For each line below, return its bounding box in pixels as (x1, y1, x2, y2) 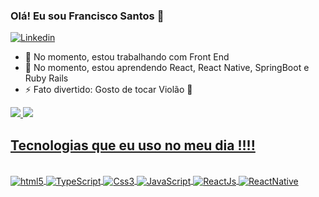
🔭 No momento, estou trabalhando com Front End (24, 51, 230, 63)
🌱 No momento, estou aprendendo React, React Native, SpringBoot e (24, 62, 310, 74)
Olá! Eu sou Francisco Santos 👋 (10, 9, 165, 23)
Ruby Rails (24, 72, 69, 84)
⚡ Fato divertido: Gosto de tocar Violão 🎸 (24, 84, 193, 96)
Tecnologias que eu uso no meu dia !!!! (10, 137, 256, 154)
